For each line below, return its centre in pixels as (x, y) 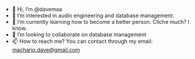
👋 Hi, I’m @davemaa (37, 9)
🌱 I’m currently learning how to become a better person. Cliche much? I (101, 22)
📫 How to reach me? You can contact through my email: (82, 41)
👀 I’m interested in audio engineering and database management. (93, 15)
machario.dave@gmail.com (46, 50)
